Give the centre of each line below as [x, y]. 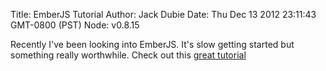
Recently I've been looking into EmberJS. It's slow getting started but [152, 44]
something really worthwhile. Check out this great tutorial [128, 55]
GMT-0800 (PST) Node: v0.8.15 [75, 25]
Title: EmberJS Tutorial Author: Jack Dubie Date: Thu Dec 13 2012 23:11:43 [163, 14]
